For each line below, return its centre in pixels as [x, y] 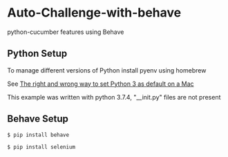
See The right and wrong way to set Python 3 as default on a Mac [101, 84]
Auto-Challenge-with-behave [94, 13]
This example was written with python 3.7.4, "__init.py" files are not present [114, 97]
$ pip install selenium [41, 147]
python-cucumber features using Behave [66, 32]
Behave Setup [38, 119]
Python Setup [37, 54]
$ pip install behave [38, 135]
